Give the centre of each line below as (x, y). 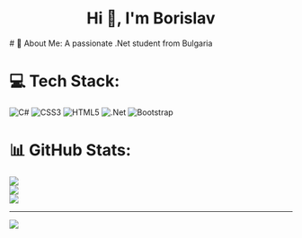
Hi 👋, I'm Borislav (151, 18)
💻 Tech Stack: (65, 81)
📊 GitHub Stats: (71, 150)
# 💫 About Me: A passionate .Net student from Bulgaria (111, 43)
